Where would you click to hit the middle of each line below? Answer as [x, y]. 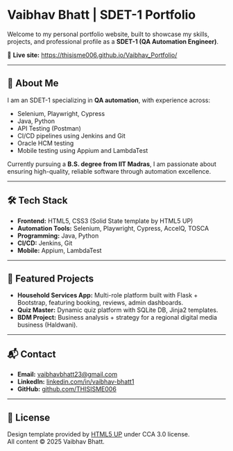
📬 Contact [32, 354]
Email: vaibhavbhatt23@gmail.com [67, 375]
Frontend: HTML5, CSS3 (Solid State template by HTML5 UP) [105, 221]
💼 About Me [33, 83]
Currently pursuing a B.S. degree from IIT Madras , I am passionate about [112, 164]
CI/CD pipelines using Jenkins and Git [71, 136]
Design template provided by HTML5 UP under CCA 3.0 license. [98, 434]
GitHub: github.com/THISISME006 [67, 389]
